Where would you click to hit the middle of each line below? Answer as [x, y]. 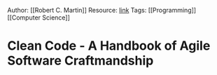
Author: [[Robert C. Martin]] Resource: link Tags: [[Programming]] [102, 10]
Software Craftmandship [80, 61]
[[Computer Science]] [38, 18]
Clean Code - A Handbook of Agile [109, 46]
